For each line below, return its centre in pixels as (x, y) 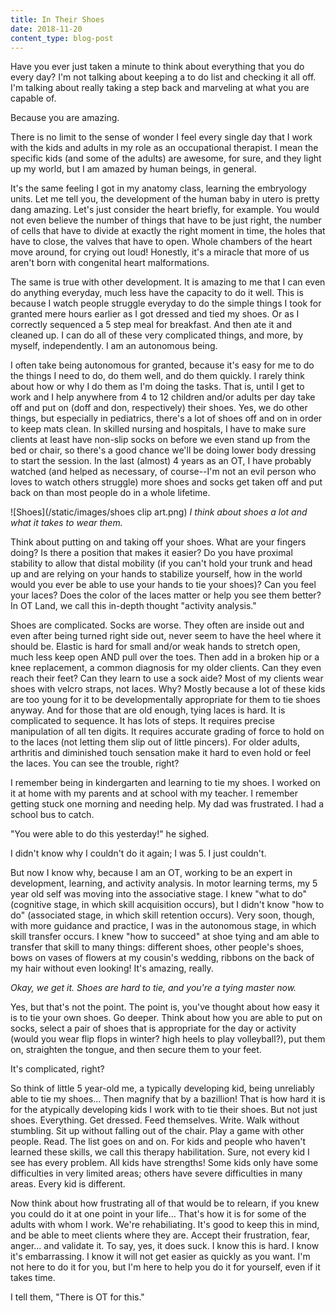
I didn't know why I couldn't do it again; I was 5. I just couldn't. (138, 853)
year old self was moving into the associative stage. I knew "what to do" (159, 894)
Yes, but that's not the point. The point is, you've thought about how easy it (165, 1007)
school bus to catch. (52, 815)
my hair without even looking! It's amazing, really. (112, 968)
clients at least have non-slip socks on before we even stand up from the (160, 440)
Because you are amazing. (65, 118)
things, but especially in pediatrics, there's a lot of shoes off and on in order (166, 418)
